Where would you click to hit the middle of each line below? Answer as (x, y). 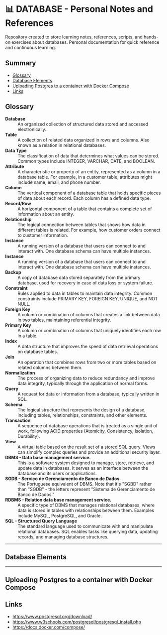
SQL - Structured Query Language (41, 521)
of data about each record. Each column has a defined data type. (84, 198)
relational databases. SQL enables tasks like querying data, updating (88, 531)
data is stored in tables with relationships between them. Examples (86, 510)
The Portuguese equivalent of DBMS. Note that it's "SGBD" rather (85, 484)
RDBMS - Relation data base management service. (58, 500)
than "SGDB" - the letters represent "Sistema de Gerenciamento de (86, 489)
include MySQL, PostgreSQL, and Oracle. (60, 515)
